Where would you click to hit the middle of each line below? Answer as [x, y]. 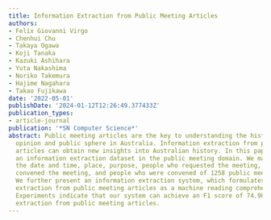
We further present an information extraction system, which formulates [140, 181]
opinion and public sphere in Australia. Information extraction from [137, 143]
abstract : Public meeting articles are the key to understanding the [128, 135]
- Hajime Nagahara [39, 83]
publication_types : [41, 114]
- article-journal [39, 121]
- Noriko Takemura [39, 76]
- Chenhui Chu [32, 38]
